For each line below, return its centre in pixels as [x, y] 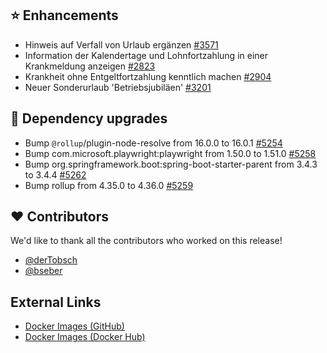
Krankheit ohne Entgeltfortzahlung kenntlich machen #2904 [148, 76]
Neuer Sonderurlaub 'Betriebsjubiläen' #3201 [118, 87]
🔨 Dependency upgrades [89, 118]
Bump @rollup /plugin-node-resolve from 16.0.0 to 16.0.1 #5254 [153, 143]
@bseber [43, 271]
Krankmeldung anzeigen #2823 [90, 66]
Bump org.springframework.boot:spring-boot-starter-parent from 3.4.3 [171, 164]
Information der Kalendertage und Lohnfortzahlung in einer [146, 55]
